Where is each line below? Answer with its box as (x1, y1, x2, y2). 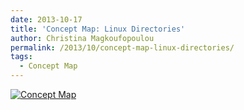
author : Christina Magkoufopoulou (10, 33, 155, 43)
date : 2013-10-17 (10, 14, 83, 25)
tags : (10, 52, 33, 62)
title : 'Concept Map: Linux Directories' (10, 24, 186, 34)
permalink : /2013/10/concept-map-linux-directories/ (10, 42, 235, 53)
